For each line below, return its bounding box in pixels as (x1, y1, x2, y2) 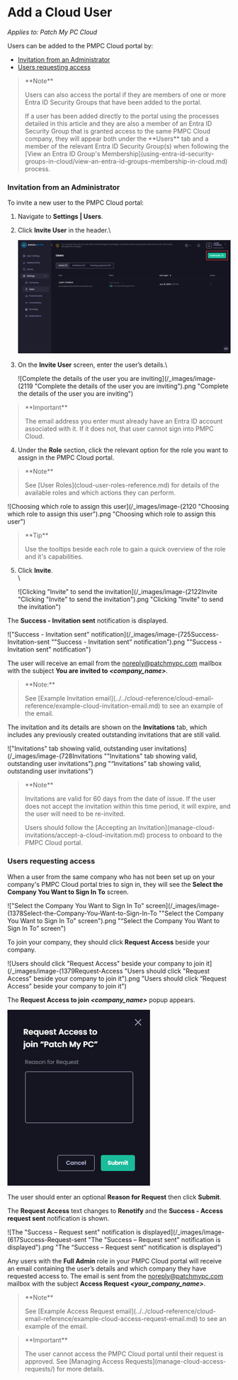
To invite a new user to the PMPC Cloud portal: (7, 198, 144, 207)
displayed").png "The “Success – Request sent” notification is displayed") (7, 1243, 223, 1251)
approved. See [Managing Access (24, 1357, 124, 1365)
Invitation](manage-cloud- (137, 824, 215, 832)
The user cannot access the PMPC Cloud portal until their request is (24, 1349, 224, 1358)
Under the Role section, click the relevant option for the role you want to (17, 446, 229, 455)
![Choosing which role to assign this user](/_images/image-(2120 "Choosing (7, 502, 229, 511)
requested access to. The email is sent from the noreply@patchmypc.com (7, 1271, 224, 1280)
